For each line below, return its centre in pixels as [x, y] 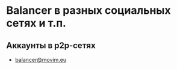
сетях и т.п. [36, 23]
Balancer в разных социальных [88, 10]
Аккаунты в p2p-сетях [51, 45]
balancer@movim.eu [41, 60]
